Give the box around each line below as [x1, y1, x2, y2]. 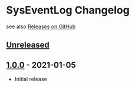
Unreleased [6, 40, 50, 50]
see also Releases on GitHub [6, 23, 76, 30]
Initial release [14, 76, 47, 83]
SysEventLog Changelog [6, 4, 130, 17]
